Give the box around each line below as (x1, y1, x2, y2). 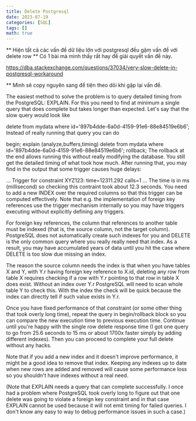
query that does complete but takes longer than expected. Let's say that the (6, 106, 189, 113)
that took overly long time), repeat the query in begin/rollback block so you (6, 311, 187, 318)
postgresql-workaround (6, 70, 63, 77)
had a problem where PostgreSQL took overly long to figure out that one (6, 389, 180, 396)
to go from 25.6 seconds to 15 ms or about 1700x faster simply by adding (6, 330, 182, 337)
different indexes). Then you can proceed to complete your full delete (6, 335, 174, 343)
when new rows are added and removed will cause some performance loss (6, 366, 187, 373)
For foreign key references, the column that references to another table (6, 219, 178, 226)
